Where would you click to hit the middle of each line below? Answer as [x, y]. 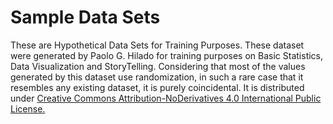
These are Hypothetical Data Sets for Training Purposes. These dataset [157, 45]
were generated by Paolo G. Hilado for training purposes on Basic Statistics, [167, 55]
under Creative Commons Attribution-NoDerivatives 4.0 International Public [166, 98]
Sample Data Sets [85, 17]
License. [28, 108]
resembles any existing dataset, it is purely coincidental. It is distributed [157, 87]
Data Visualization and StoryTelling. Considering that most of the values [158, 66]
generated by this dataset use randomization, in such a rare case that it [157, 77]
